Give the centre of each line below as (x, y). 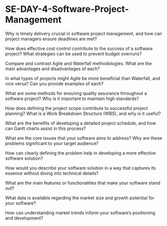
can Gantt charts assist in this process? (46, 128)
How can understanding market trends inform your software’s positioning (80, 213)
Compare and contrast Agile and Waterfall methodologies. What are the (79, 63)
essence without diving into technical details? (52, 173)
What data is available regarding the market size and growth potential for (80, 198)
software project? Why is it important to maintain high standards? (72, 99)
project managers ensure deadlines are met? (51, 39)
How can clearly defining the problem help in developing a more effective (81, 153)
